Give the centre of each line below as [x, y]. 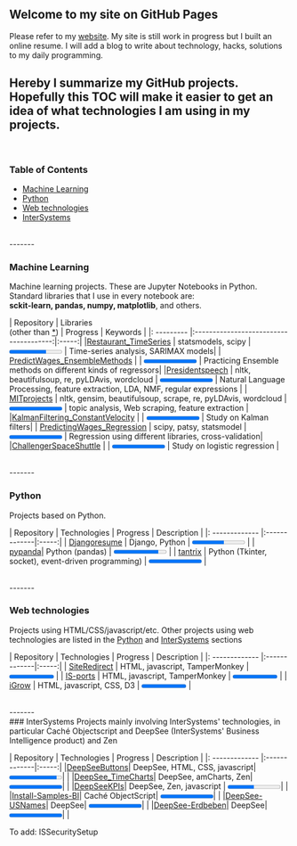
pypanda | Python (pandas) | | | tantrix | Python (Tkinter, [138, 551]
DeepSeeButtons [97, 767]
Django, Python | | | [192, 542]
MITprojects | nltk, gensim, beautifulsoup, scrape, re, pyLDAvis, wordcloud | [148, 398]
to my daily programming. [56, 55]
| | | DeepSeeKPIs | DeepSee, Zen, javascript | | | [175, 786]
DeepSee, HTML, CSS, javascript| [194, 767]
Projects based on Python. [58, 515]
